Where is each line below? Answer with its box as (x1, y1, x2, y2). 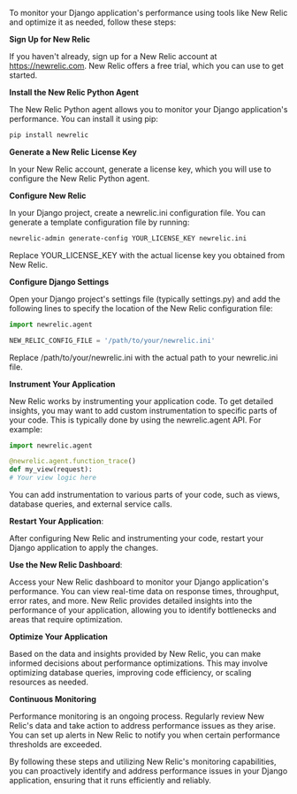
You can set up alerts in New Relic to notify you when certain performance (9, 729, 280, 740)
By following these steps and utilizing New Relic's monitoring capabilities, (9, 756, 277, 767)
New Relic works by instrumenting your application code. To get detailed (9, 395, 274, 406)
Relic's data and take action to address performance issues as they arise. (9, 721, 276, 730)
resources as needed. (9, 676, 88, 687)
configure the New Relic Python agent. (9, 172, 150, 184)
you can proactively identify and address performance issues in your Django (9, 766, 288, 776)
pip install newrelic (9, 131, 89, 140)
